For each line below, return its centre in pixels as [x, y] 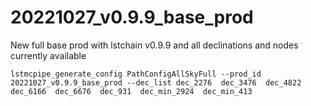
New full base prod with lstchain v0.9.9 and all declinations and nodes [154, 45]
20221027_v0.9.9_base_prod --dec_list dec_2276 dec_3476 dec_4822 [156, 82]
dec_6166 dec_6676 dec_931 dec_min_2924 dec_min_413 [131, 91]
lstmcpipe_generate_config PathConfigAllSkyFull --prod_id [136, 74]
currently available [48, 55]
